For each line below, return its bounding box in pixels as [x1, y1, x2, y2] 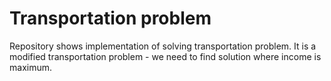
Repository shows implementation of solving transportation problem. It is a [9, 40, 317, 52]
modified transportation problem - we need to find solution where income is [9, 50, 322, 62]
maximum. [9, 61, 52, 73]
